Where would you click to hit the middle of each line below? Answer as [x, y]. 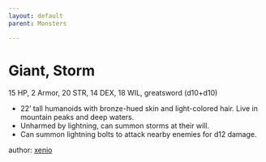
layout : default [36, 16]
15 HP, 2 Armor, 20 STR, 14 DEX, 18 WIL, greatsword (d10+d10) [113, 93]
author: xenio [30, 150]
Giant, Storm [52, 70]
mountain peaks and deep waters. [77, 117]
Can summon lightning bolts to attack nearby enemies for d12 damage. [138, 134]
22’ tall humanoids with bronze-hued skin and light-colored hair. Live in [139, 109]
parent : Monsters [38, 23]
